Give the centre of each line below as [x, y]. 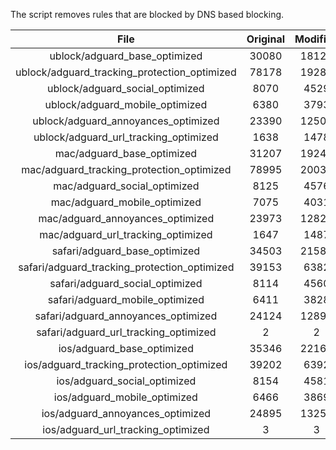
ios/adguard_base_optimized [126, 348]
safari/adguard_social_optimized [126, 283]
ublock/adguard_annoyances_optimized [126, 121]
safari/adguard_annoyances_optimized [126, 316]
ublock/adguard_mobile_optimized [126, 104]
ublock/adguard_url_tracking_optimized [126, 137]
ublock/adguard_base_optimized [126, 56]
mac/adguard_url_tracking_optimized [126, 234]
